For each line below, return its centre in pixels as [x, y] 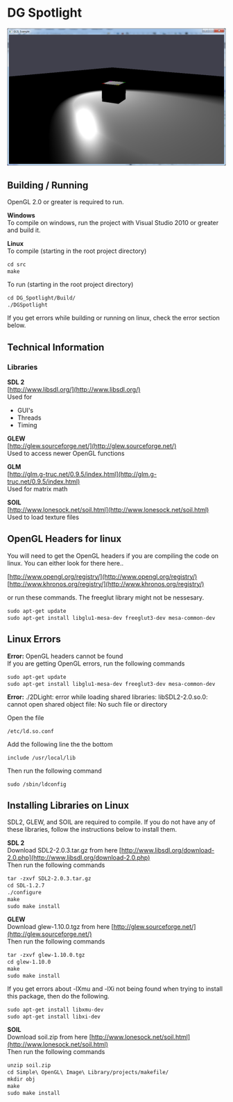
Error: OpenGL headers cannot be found [65, 656]
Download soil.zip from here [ [49, 1037]
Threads [29, 418]
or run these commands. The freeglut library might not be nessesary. [106, 597]
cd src [17, 265]
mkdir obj [21, 1079]
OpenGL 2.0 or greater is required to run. [66, 202]
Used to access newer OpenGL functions [66, 453]
